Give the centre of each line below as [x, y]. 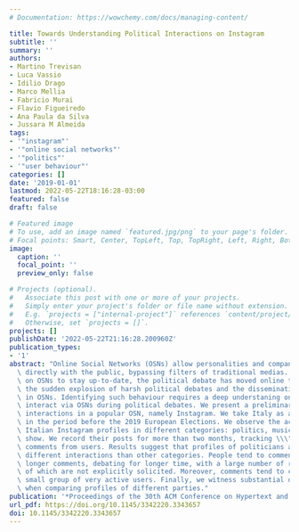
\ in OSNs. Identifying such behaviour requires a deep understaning [149, 397]
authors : [25, 59]
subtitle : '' [33, 42]
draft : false [33, 208]
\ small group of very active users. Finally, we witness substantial [151, 480]
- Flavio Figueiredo [48, 108]
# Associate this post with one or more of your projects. [125, 298]
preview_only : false [55, 274]
